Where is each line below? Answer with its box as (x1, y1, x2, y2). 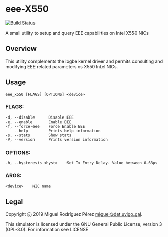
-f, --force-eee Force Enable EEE (5, 124, 85, 129)
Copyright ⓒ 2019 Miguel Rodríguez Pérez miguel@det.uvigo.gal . (5, 211, 143, 217)
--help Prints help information (14, 128, 101, 133)
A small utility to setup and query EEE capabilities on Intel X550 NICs (5, 29, 149, 36)
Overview (5, 44, 37, 53)
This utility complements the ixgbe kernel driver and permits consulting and (5, 58, 163, 64)
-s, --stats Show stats (5, 133, 72, 138)
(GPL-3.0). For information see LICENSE (5, 227, 89, 233)
